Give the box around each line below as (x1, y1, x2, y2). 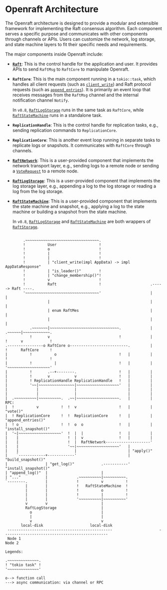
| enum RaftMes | (47, 308, 153, 313)
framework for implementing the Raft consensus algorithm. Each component (5, 25, 162, 31)
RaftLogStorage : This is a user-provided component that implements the (12, 177, 161, 183)
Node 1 (7, 536, 21, 541)
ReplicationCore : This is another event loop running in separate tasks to (12, 137, 161, 143)
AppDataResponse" (5, 264, 41, 269)
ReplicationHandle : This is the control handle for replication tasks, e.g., (12, 122, 159, 128)
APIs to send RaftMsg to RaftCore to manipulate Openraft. (12, 66, 130, 72)
